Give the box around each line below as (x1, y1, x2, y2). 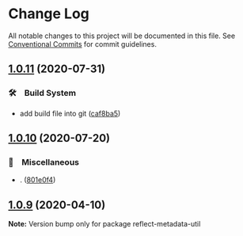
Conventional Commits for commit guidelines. (8, 39, 157, 48)
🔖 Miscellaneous (8, 156, 79, 167)
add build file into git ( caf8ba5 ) (19, 108, 121, 118)
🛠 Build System (8, 88, 77, 99)
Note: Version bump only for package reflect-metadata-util (8, 219, 201, 229)
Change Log (8, 5, 89, 23)
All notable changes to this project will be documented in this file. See (8, 31, 236, 40)
